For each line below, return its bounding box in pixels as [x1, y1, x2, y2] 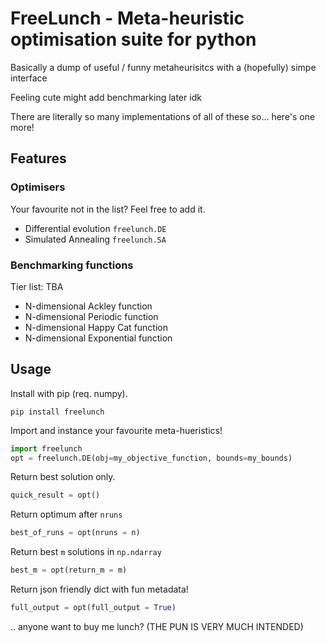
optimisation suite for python [10, 28, 257, 51]
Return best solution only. [10, 471, 116, 483]
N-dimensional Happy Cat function [24, 321, 168, 333]
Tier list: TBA [10, 280, 64, 292]
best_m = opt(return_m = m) [10, 565, 128, 576]
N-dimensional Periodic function [24, 310, 159, 322]
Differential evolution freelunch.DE [24, 222, 167, 234]
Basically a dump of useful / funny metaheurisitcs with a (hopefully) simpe [10, 61, 317, 73]
